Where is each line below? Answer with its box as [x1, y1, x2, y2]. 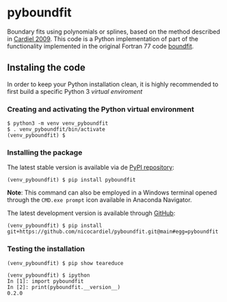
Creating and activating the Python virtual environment [7, 104, 195, 114]
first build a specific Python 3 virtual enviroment [7, 87, 143, 95]
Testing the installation [7, 244, 85, 254]
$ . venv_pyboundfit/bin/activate [7, 126, 106, 133]
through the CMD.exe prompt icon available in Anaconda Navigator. [7, 196, 193, 204]
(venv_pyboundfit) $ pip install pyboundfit [7, 177, 136, 184]
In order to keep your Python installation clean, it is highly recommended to [7, 80, 219, 88]
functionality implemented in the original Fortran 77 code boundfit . [7, 42, 194, 50]
